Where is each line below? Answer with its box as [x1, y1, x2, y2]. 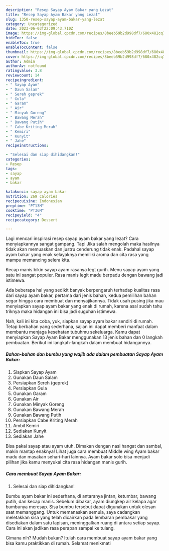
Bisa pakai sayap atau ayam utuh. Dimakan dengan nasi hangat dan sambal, [6, 443, 162, 449]
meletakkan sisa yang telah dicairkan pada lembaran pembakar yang [6, 514, 148, 521]
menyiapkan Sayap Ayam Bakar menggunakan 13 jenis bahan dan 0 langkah [6, 334, 163, 340]
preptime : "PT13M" [6, 203, 44, 208]
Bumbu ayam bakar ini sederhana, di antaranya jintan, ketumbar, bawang [6, 493, 156, 499]
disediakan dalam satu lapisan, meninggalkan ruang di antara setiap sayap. [6, 520, 161, 526]
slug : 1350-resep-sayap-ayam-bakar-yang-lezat [6, 17, 105, 22]
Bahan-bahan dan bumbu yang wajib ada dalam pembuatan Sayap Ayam [6, 351, 163, 357]
